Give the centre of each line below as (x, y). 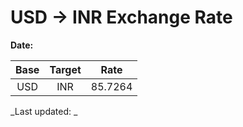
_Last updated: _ (44, 111)
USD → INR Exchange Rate (121, 17)
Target (65, 69)
